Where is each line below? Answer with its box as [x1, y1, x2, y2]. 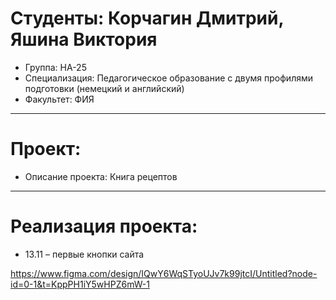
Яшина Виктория [10, 28, 158, 51]
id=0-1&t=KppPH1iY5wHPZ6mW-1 [10, 278, 150, 290]
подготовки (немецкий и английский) [24, 82, 185, 94]
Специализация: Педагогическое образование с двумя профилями [24, 72, 314, 84]
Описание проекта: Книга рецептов [24, 170, 178, 182]
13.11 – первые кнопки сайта [24, 248, 145, 260]
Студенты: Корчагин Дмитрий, [10, 7, 284, 30]
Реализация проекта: [10, 215, 198, 238]
